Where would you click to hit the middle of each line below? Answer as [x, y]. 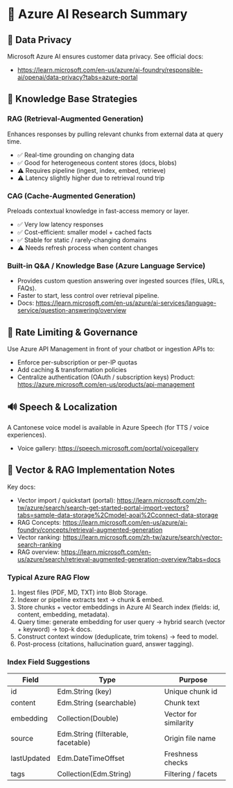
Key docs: [21, 487]
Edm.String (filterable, [93, 734]
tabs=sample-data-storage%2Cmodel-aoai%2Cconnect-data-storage [118, 515]
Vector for [180, 714]
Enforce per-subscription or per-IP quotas [77, 362]
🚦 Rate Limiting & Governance [72, 332]
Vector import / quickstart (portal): [66, 500]
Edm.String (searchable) [97, 703]
